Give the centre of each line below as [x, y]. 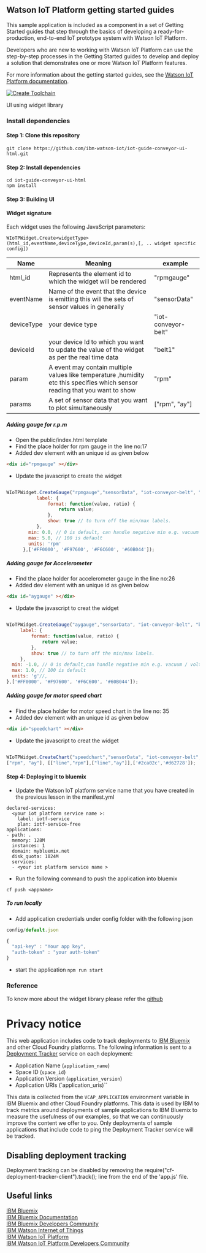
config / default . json [33, 930]
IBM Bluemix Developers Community [53, 1224]
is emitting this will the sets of [91, 299]
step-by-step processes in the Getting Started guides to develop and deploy [103, 56]
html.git [17, 154]
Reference [22, 985]
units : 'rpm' [45, 544]
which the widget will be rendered [97, 281]
